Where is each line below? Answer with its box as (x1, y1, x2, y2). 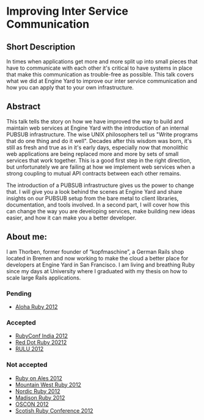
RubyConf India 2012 (15, 332, 68, 340)
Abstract (6, 101, 41, 112)
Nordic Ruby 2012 (15, 387, 60, 395)
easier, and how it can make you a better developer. (6, 214, 136, 221)
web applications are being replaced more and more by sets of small (6, 150, 179, 157)
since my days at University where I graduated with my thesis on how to (6, 267, 188, 274)
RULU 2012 (15, 345, 44, 353)
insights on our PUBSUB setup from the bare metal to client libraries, (6, 194, 179, 202)
